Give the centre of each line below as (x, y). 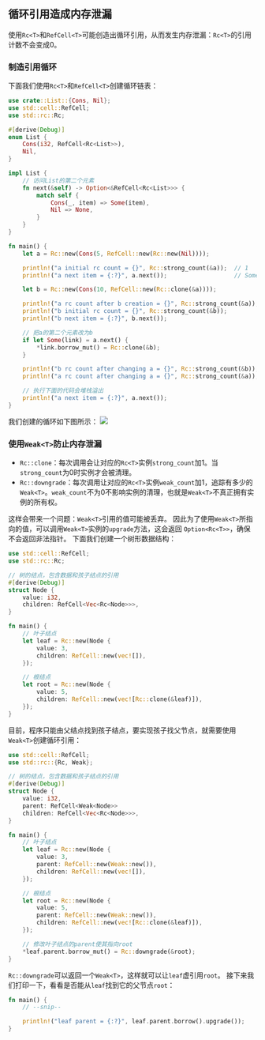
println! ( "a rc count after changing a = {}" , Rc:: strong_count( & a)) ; (141, 377)
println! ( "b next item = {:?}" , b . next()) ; (95, 318)
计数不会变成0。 (35, 44)
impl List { (28, 173)
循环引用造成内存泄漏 (60, 14)
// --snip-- (42, 1007)
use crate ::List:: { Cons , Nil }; (60, 101)
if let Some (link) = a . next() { (75, 340)
